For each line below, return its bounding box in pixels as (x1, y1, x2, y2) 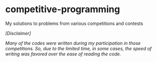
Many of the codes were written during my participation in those (5, 40, 141, 46)
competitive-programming (5, 4, 120, 15)
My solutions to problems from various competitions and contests (5, 20, 144, 26)
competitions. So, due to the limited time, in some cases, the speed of (5, 45, 152, 51)
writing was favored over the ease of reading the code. (5, 51, 121, 57)
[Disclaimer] (5, 30, 32, 36)
